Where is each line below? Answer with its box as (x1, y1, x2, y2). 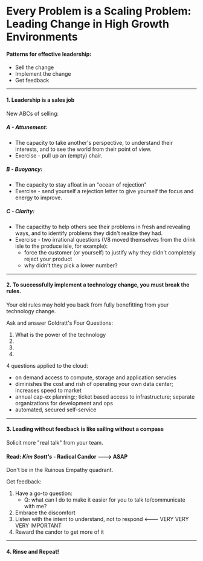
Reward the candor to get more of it (14, 528, 105, 536)
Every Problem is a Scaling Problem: (6, 4, 192, 18)
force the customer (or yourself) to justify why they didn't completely (24, 248, 196, 256)
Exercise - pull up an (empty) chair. (14, 151, 103, 159)
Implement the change (14, 70, 71, 78)
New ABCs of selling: (6, 110, 59, 117)
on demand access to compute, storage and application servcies (14, 374, 177, 381)
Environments (6, 30, 79, 44)
